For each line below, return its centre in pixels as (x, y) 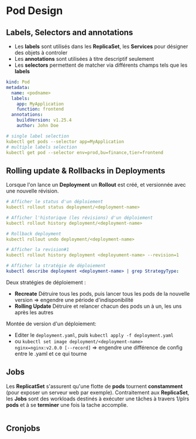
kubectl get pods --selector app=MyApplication (65, 142)
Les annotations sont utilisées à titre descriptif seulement (84, 59)
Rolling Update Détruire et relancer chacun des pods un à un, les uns (98, 306)
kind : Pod (18, 82)
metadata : (18, 87)
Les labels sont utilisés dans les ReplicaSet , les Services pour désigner (101, 46)
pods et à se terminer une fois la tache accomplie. (67, 404)
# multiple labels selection (42, 147)
